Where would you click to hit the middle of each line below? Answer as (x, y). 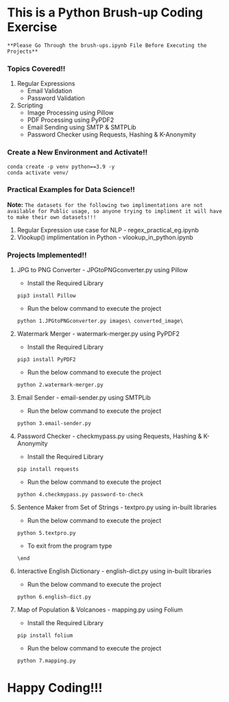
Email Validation (50, 91)
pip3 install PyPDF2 (46, 360)
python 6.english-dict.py (54, 597)
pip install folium (45, 636)
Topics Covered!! (36, 69)
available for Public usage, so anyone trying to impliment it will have (115, 211)
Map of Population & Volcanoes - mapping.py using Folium (100, 610)
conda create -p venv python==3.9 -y (61, 167)
